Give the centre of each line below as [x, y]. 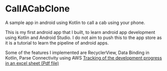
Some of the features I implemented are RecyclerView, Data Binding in [77, 52]
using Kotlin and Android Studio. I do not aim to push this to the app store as [83, 37]
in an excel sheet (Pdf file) [32, 63]
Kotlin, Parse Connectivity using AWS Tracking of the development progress [84, 57]
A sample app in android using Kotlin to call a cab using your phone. [75, 22]
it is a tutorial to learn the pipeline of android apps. [57, 42]
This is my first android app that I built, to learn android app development [80, 32]
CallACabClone [37, 9]
